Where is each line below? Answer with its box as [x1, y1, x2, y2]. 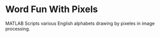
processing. [5, 25, 31, 31]
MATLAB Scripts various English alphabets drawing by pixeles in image [5, 20, 155, 26]
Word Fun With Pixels [5, 4, 98, 15]
